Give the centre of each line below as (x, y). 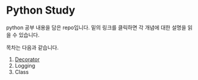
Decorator (27, 59)
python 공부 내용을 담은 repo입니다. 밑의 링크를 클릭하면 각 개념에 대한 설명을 (96, 27)
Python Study (41, 10)
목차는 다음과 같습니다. (32, 47)
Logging (25, 65)
